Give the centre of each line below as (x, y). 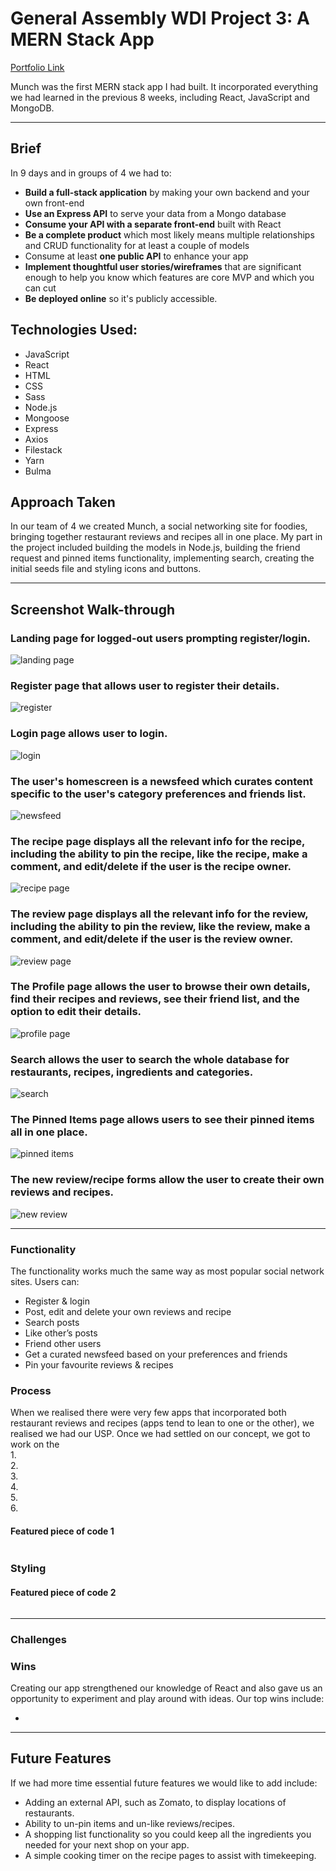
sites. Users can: (45, 1282)
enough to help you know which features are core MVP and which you (169, 277)
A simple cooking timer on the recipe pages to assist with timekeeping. (170, 1855)
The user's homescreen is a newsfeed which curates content (162, 781)
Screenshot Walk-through (93, 609)
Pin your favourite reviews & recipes (99, 1365)
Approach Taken (63, 502)
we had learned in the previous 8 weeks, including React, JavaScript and (160, 97)
